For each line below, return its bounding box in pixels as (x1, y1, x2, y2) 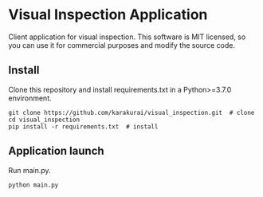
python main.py (8, 181, 59, 189)
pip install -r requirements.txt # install (8, 122, 159, 131)
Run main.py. (8, 165, 51, 175)
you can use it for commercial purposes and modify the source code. (8, 40, 235, 49)
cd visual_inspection (8, 116, 80, 124)
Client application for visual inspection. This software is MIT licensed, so (8, 32, 246, 41)
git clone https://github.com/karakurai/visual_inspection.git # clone (8, 108, 255, 116)
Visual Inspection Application (8, 6, 208, 24)
